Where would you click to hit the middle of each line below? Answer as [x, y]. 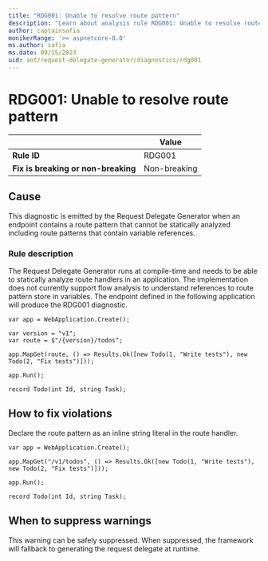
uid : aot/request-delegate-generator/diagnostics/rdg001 [105, 61]
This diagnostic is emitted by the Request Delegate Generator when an [124, 215]
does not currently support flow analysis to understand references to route [131, 287]
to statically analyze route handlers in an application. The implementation [128, 279]
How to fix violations [60, 414]
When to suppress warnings [80, 521]
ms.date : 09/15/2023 [43, 53]
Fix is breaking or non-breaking [74, 168]
